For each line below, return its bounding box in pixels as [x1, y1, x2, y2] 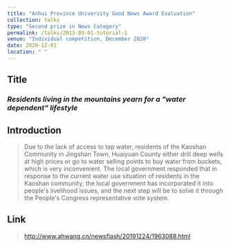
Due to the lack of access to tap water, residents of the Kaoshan [23, 142, 207, 151]
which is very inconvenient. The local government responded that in [23, 164, 218, 173]
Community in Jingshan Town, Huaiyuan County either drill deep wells [23, 150, 224, 158]
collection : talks [7, 17, 60, 23]
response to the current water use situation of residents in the [23, 172, 200, 180]
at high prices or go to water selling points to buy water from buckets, [23, 158, 222, 165]
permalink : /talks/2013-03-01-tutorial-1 [7, 29, 128, 36]
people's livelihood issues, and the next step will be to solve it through [23, 186, 224, 195]
